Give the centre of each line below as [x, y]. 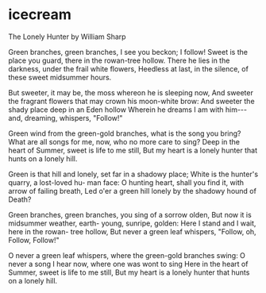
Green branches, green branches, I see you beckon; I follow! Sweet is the [128, 52]
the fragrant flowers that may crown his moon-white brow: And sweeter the [132, 101]
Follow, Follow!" [34, 240]
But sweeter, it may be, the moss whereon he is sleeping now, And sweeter [131, 92]
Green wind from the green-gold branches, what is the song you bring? [125, 133]
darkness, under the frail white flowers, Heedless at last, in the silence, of [128, 68]
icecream [40, 15]
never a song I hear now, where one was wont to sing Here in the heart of [128, 264]
